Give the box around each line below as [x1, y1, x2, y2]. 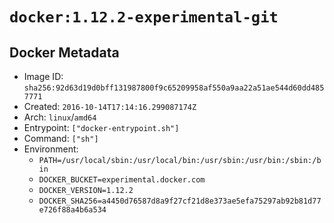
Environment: [23, 143, 79, 155]
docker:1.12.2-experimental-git [9, 8, 279, 27]
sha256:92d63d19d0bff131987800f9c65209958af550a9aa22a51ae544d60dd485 [23, 83, 325, 93]
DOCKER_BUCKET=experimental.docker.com [38, 175, 206, 185]
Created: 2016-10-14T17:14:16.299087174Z [23, 101, 197, 112]
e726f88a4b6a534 [38, 205, 107, 215]
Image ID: [23, 71, 64, 82]
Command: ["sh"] [23, 133, 99, 144]
